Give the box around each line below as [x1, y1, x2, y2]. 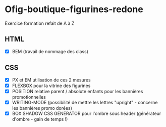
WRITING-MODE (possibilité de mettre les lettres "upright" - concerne [12, 99, 158, 105]
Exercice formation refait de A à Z [5, 20, 75, 26]
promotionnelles [12, 94, 46, 100]
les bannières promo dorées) [12, 105, 73, 111]
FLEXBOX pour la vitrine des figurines [12, 82, 91, 89]
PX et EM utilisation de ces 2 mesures [12, 77, 91, 83]
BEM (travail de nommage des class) [12, 48, 89, 54]
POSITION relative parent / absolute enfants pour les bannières [12, 88, 143, 94]
